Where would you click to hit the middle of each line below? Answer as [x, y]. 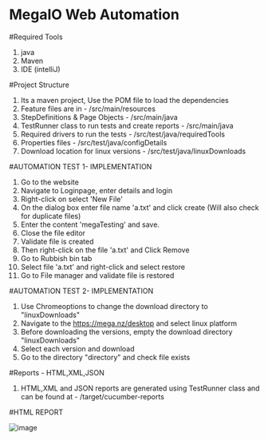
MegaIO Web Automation [95, 15]
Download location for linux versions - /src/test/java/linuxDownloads [133, 151]
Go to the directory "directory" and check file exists [105, 357]
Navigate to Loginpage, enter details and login [97, 190]
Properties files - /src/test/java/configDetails [94, 142]
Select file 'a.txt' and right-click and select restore [103, 267]
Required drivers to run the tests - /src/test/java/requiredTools [123, 134]
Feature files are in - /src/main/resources [88, 109]
